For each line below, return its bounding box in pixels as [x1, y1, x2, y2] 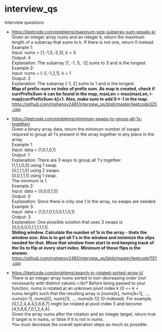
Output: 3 [11, 214, 31, 220]
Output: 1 [11, 152, 30, 157]
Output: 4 [11, 54, 31, 60]
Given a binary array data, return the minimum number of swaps [11, 126, 140, 132]
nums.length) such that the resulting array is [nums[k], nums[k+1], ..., [11, 290, 150, 296]
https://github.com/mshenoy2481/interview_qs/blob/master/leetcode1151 [11, 255, 157, 261]
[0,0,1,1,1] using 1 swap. [11, 173, 57, 178]
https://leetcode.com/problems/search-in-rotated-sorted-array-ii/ [11, 270, 144, 276]
